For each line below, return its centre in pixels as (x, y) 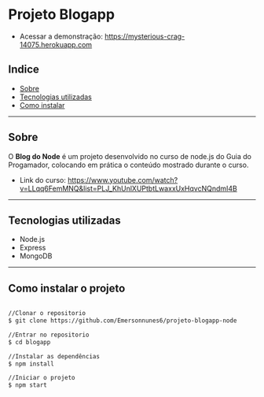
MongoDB (36, 256)
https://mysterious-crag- (145, 36)
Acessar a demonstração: (61, 36)
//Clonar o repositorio (47, 314)
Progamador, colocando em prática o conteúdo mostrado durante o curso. (128, 165)
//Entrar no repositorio (49, 335)
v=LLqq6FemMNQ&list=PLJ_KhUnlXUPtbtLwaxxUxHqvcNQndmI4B (128, 188)
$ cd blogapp (29, 342)
